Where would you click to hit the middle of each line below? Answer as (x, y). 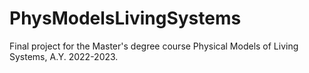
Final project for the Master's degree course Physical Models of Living (154, 46)
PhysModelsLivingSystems (125, 18)
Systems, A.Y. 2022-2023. (64, 56)
